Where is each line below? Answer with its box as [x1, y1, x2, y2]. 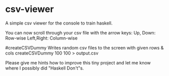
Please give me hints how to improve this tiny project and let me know [5, 59, 151, 65]
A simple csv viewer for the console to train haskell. [5, 20, 113, 26]
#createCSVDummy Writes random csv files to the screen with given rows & [5, 44, 164, 50]
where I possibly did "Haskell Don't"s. [5, 65, 85, 71]
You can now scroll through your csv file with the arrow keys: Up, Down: [5, 29, 156, 35]
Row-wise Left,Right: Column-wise [5, 35, 78, 41]
